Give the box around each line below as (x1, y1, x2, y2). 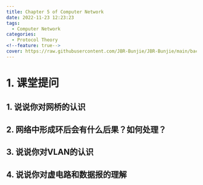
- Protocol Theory (11, 37, 59, 43)
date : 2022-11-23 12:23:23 (6, 15, 74, 21)
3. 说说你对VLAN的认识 (6, 147, 94, 157)
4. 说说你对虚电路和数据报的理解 (6, 169, 127, 180)
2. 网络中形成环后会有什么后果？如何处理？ (6, 125, 167, 135)
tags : (6, 20, 20, 26)
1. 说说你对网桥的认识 (6, 102, 86, 112)
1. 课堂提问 (6, 76, 59, 89)
